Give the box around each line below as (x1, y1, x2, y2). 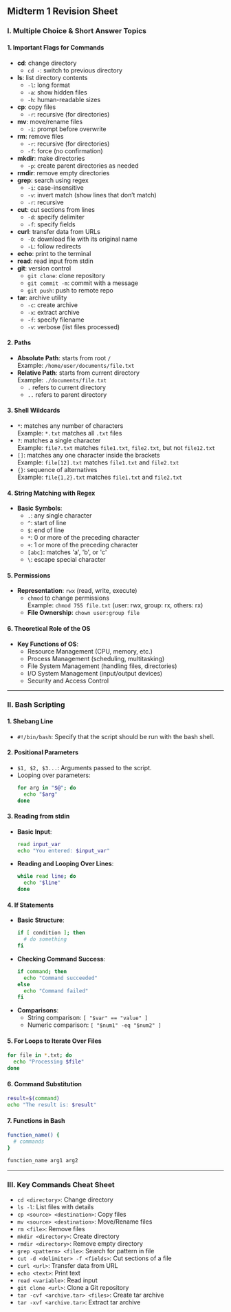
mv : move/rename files (16, 117, 83, 126)
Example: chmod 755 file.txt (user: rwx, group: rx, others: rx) (27, 601, 203, 609)
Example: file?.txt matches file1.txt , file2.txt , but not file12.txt (16, 443, 215, 451)
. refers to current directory (27, 383, 107, 391)
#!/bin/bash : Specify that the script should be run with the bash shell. (16, 732, 215, 741)
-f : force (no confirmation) (27, 146, 103, 155)
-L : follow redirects (27, 242, 81, 251)
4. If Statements (7, 901, 54, 909)
